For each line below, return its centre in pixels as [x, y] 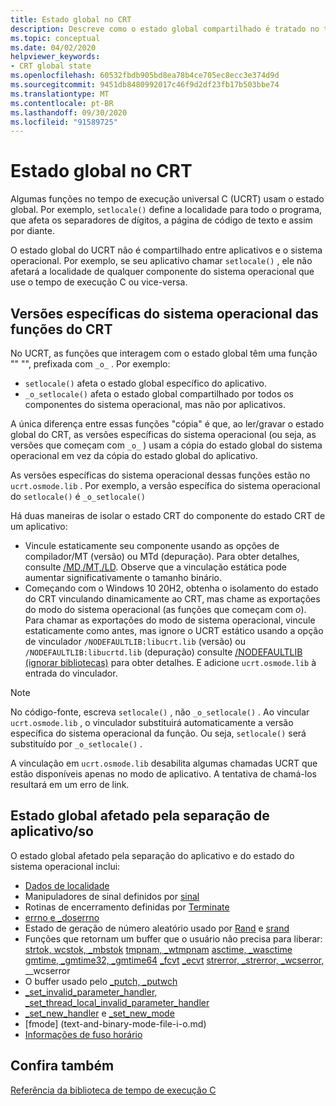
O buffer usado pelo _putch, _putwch [101, 981]
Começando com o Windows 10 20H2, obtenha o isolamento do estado [171, 588]
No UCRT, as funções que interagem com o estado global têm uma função [164, 353]
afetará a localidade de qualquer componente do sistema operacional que [162, 272]
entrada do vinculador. [71, 673]
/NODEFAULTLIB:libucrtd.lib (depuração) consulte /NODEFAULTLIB [163, 652]
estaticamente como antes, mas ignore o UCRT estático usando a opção [174, 630]
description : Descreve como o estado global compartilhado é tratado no [165, 29]
